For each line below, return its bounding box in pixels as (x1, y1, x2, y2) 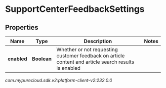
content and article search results (56, 58, 134, 65)
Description (83, 38, 112, 44)
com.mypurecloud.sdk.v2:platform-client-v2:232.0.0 (5, 78, 113, 83)
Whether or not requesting (56, 46, 118, 53)
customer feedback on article (56, 52, 125, 59)
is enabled (56, 65, 81, 71)
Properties (5, 23, 39, 32)
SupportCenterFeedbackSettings (5, 3, 145, 15)
